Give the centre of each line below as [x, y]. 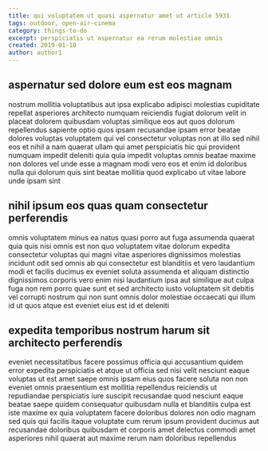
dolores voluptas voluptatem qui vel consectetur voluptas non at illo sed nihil [134, 138]
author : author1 [35, 53]
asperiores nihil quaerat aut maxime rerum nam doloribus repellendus [122, 438]
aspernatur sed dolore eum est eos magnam [120, 85]
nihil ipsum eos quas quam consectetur [108, 206]
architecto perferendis [65, 343]
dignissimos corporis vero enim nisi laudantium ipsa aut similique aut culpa [131, 279]
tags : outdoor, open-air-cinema [62, 23]
